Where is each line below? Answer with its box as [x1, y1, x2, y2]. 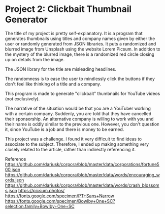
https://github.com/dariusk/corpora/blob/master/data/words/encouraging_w [5, 171, 160, 177]
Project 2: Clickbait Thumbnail [5, 3, 132, 15]
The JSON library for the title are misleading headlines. [5, 66, 117, 72]
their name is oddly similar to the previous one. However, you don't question [5, 121, 160, 127]
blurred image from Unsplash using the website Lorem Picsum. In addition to [5, 46, 161, 52]
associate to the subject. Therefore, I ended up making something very [5, 141, 149, 147]
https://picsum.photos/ [18, 187, 65, 193]
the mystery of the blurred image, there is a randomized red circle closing [5, 51, 155, 57]
